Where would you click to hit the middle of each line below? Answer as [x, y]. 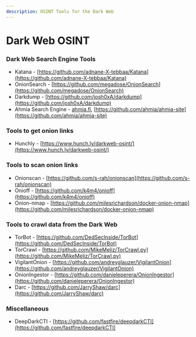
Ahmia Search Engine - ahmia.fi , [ [55, 109]
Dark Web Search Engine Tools [51, 59]
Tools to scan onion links [42, 165]
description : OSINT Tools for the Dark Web [60, 11]
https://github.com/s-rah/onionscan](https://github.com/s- [119, 178]
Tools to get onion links [40, 131]
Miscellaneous [27, 308]
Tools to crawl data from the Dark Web [62, 224]
